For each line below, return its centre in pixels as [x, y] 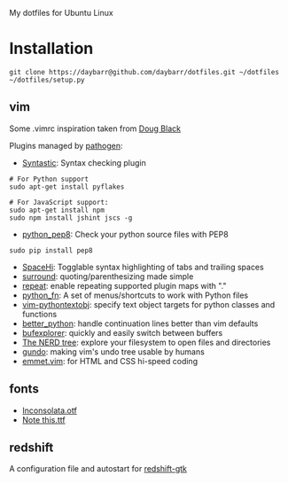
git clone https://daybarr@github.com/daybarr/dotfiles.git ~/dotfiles [144, 72]
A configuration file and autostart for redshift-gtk [98, 469]
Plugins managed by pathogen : [66, 145]
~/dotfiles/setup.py [47, 80]
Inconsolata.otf [49, 410]
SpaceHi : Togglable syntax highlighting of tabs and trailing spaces [143, 267]
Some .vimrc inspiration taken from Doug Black [95, 129]
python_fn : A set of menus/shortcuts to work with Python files [135, 295]
